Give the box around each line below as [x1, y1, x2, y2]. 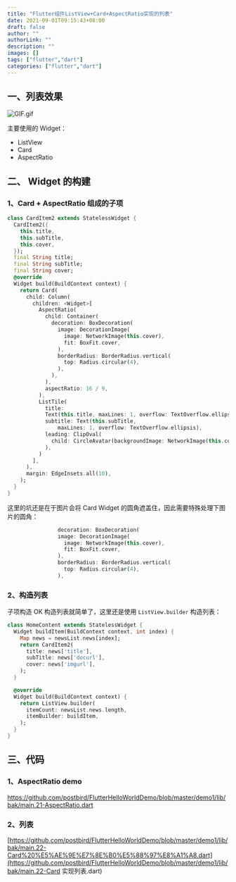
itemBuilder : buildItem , [25, 713, 99, 720]
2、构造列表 [7, 590, 48, 600]
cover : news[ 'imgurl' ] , [25, 661, 96, 668]
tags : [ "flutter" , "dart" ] [7, 56, 83, 63]
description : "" [7, 43, 55, 50]
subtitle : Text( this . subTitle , [44, 418, 137, 425]
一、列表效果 [7, 91, 63, 103]
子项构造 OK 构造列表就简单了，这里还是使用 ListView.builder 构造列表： [7, 607, 221, 616]
